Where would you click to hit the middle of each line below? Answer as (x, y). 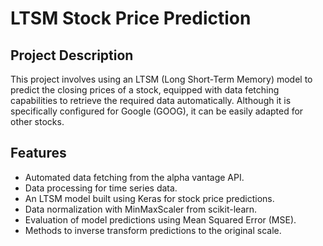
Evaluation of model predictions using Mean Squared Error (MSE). (160, 219)
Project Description (72, 55)
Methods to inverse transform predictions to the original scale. (153, 230)
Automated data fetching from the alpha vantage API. (134, 177)
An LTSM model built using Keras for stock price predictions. (149, 198)
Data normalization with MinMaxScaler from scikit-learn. (141, 209)
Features (38, 153)
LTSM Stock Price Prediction (131, 18)
